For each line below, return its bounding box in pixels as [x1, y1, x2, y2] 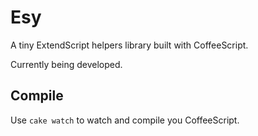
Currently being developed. [10, 58, 123, 70]
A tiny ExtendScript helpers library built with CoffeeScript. [10, 39, 249, 51]
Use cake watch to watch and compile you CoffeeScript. [10, 114, 240, 126]
